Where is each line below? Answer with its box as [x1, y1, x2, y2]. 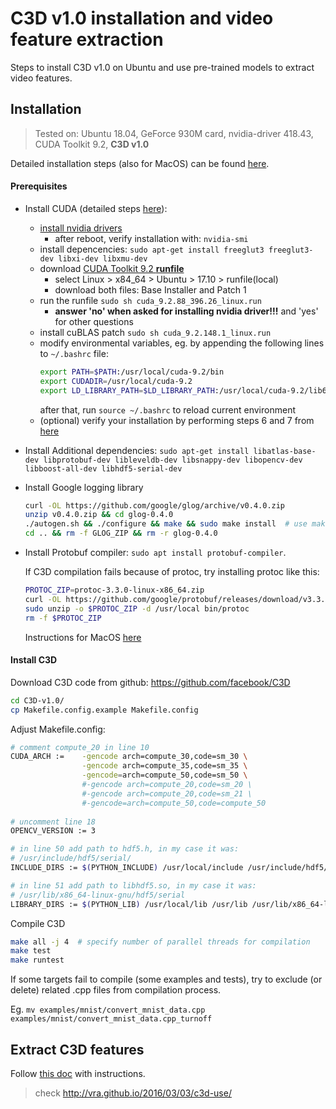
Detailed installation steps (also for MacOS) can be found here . [10, 157, 270, 169]
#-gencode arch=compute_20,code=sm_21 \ [81, 788, 253, 799]
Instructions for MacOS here [24, 631, 142, 643]
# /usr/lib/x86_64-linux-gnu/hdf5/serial [10, 890, 186, 900]
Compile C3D [10, 917, 66, 929]
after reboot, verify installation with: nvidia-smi [54, 232, 249, 244]
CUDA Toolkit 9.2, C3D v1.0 [34, 138, 150, 150]
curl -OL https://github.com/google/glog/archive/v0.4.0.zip [24, 500, 286, 511]
